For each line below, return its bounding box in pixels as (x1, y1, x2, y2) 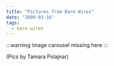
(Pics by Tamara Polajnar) (6, 53, 69, 60)
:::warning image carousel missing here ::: (6, 42, 109, 49)
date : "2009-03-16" (6, 14, 55, 20)
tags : (6, 20, 20, 26)
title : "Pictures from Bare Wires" (6, 8, 94, 15)
